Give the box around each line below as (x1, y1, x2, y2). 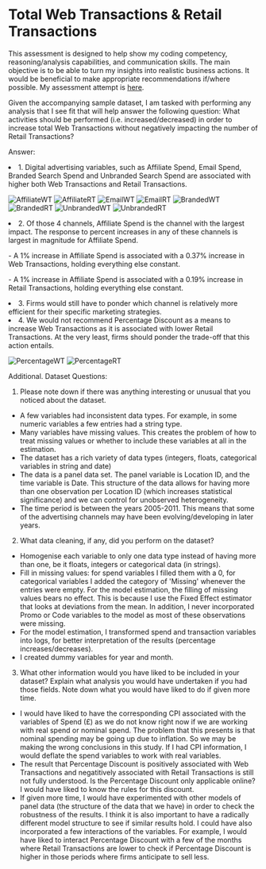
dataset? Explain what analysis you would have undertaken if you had (19, 676, 248, 686)
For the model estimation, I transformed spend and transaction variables (19, 627, 256, 636)
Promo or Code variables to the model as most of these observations (19, 610, 246, 620)
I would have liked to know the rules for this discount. (19, 784, 195, 794)
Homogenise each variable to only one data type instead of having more (19, 550, 256, 561)
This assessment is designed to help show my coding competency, (8, 48, 228, 58)
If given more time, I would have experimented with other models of (19, 793, 241, 802)
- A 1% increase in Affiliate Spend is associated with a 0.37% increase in (8, 250, 245, 260)
